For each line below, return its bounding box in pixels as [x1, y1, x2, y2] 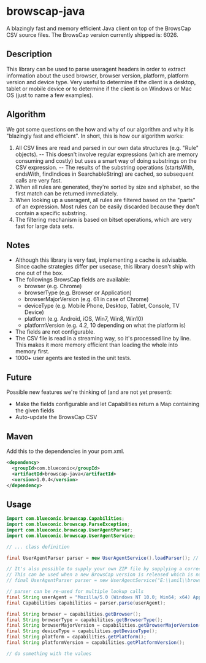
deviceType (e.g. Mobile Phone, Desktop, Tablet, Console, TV [24, 302, 180, 310]
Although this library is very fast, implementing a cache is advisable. [15, 256, 188, 264]
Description [6, 49, 52, 60]
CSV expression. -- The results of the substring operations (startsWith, [15, 163, 194, 171]
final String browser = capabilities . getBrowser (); [6, 611, 141, 617]
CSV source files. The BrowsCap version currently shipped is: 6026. [6, 31, 179, 38]
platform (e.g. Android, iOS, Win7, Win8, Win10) [24, 315, 144, 323]
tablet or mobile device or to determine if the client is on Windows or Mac [6, 85, 192, 92]
